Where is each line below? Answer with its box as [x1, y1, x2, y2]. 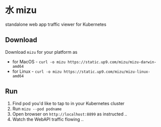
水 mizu [5, 4, 37, 16]
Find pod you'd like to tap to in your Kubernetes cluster [12, 100, 125, 106]
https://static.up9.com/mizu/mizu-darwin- [67, 59, 157, 65]
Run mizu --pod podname [12, 106, 62, 112]
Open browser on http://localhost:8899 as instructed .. [12, 111, 127, 117]
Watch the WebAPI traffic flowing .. [12, 116, 84, 122]
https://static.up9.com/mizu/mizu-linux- [63, 69, 151, 74]
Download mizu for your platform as [5, 49, 78, 55]
